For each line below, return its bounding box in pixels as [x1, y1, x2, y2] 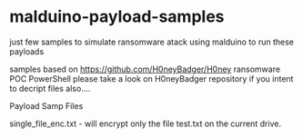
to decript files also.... [9, 83, 91, 94]
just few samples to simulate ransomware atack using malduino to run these [9, 36, 294, 47]
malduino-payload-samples [9, 6, 225, 27]
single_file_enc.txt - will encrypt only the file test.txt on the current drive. [9, 118, 282, 129]
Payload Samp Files [9, 100, 84, 111]
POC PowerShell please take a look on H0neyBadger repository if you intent [9, 73, 294, 84]
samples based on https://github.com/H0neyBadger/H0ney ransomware [9, 64, 280, 74]
